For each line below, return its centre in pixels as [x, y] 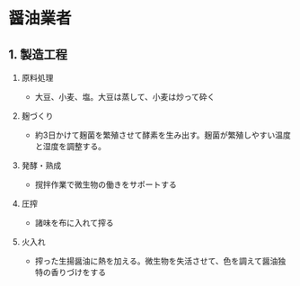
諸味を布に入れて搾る [74, 223]
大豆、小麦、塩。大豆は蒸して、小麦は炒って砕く [125, 97]
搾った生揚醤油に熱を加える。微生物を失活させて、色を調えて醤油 [156, 261]
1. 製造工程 [38, 54]
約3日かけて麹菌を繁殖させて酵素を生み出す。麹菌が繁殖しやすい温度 [163, 135]
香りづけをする [79, 272]
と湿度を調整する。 [71, 146]
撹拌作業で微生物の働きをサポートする [106, 184]
